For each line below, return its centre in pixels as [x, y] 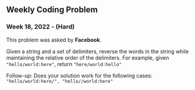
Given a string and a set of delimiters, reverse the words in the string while [97, 51]
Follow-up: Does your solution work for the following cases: [79, 75]
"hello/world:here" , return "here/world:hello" [64, 64]
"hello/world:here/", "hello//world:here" [60, 81]
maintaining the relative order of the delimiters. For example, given [88, 58]
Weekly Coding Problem [52, 10]
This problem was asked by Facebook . [54, 40]
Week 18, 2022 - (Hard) [41, 27]
